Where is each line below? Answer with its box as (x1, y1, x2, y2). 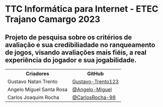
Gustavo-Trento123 (72, 78, 119, 85)
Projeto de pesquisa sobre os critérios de (5, 33, 132, 41)
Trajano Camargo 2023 (5, 14, 101, 25)
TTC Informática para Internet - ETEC (5, 3, 159, 15)
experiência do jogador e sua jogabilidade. (5, 56, 137, 64)
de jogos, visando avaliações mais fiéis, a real (5, 48, 147, 56)
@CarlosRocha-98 (72, 94, 116, 101)
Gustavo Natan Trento (7, 78, 58, 85)
